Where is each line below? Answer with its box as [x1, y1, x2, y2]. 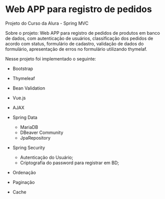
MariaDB [20, 124, 39, 130]
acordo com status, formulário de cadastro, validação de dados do [5, 40, 144, 46]
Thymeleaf [12, 75, 35, 81]
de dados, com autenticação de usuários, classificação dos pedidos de [5, 35, 153, 41]
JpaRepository [20, 135, 51, 141]
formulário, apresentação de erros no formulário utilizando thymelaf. [5, 46, 147, 52]
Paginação [12, 179, 35, 185]
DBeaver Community [20, 129, 64, 136]
